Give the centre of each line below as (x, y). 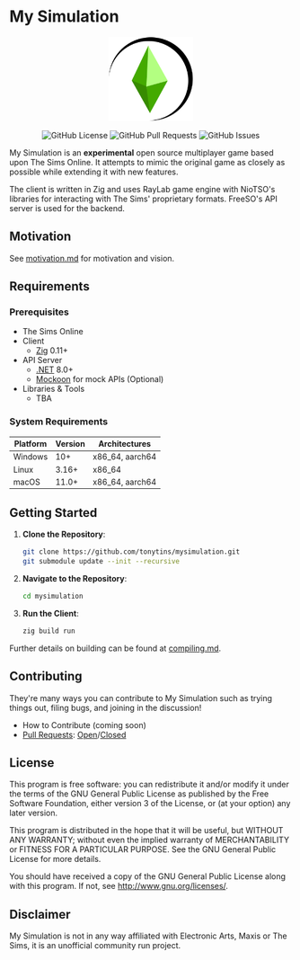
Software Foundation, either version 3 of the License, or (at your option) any (150, 804)
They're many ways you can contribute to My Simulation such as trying (141, 698)
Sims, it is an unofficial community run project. (95, 946)
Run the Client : (50, 613)
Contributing (46, 676)
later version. (34, 813)
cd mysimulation (53, 596)
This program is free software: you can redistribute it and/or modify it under (149, 785)
